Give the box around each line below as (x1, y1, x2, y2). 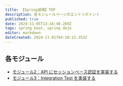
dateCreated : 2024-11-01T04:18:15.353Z (5, 35, 87, 40)
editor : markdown (5, 30, 41, 35)
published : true (5, 16, 39, 21)
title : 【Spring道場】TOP (5, 7, 56, 12)
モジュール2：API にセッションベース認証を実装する (12, 69, 118, 75)
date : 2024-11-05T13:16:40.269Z (5, 21, 72, 26)
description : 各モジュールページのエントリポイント (5, 12, 100, 17)
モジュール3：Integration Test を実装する (12, 75, 96, 81)
